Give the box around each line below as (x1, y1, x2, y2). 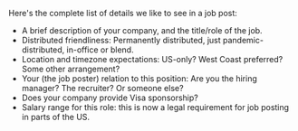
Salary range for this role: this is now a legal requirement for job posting (21, 102, 290, 112)
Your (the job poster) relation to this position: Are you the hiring (21, 73, 257, 84)
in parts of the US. (21, 112, 91, 122)
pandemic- (222, 35, 264, 45)
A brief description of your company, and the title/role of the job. (21, 25, 264, 35)
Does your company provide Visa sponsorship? (21, 92, 198, 103)
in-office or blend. (66, 44, 134, 55)
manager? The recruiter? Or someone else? (21, 83, 184, 93)
